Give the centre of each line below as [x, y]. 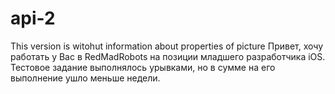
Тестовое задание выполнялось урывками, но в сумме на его [143, 67]
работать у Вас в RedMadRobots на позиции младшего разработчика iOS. [168, 56]
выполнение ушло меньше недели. [85, 78]
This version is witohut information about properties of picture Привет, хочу [167, 46]
